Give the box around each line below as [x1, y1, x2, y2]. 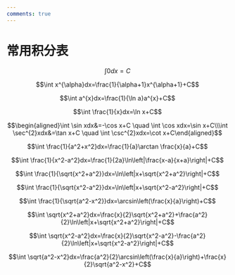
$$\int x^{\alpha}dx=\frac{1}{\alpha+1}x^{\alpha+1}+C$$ [35, 80, 200, 89]
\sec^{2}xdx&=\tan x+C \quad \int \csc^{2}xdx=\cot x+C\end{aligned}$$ [12, 128, 223, 137]
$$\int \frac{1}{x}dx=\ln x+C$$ [72, 107, 163, 116]
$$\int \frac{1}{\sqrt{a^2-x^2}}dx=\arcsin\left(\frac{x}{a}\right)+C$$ [19, 196, 216, 205]
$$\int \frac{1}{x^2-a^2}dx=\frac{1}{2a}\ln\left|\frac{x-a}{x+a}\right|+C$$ [11, 155, 224, 164]
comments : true [6, 10, 51, 18]
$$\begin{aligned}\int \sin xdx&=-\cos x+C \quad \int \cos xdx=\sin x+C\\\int [7, 121, 228, 129]
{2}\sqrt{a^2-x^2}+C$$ [83, 260, 152, 268]
